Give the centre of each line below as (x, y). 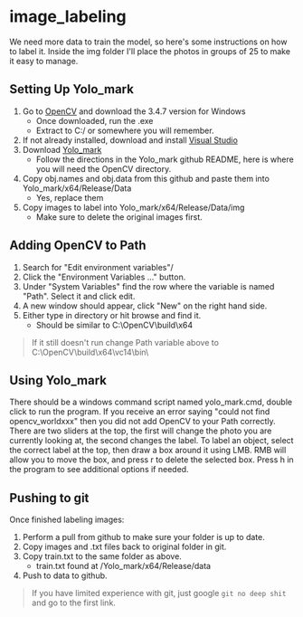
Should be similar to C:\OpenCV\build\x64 (114, 325)
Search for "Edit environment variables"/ (98, 267)
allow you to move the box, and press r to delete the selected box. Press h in (151, 460)
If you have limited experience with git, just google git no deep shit (159, 593)
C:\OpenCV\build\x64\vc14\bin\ (90, 352)
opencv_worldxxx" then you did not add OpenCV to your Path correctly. (142, 422)
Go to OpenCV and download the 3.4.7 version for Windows (134, 111)
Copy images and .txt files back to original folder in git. (124, 547)
